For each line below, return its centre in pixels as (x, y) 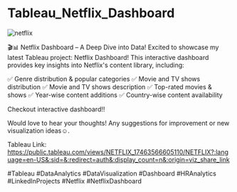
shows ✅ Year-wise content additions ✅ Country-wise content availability (115, 95)
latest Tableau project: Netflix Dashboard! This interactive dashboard (108, 57)
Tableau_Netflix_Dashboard (91, 13)
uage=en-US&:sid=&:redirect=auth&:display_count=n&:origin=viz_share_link (118, 159)
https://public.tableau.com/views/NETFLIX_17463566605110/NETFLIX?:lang (118, 152)
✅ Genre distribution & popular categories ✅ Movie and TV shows (104, 79)
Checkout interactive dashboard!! (56, 109)
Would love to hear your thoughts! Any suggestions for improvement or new (118, 123)
